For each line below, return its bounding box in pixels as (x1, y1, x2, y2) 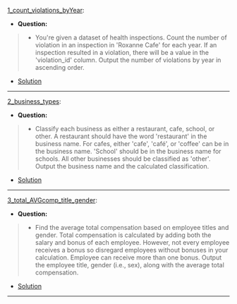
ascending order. (35, 63, 85, 71)
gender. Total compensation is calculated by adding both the (35, 231, 212, 239)
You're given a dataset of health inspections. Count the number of (35, 33, 227, 42)
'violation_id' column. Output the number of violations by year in (35, 56, 221, 64)
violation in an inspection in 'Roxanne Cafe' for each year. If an (35, 41, 217, 49)
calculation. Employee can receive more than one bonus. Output (35, 253, 222, 262)
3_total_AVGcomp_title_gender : (7, 196, 97, 204)
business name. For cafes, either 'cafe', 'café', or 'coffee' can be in (35, 140, 229, 147)
